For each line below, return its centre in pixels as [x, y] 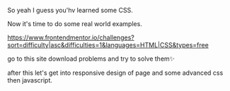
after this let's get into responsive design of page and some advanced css [115, 73]
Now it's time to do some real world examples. [75, 24]
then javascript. [30, 80]
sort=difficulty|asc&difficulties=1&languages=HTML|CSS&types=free [108, 45]
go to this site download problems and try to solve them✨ [91, 59]
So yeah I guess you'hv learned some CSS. [70, 10]
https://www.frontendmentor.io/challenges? [71, 37]
